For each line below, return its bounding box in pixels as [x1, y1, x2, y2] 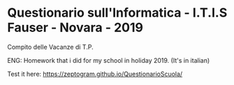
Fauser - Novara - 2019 [7, 20, 143, 36]
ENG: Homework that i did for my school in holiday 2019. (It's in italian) [7, 56, 210, 64]
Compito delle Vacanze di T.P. [7, 42, 94, 51]
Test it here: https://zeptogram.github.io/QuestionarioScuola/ [7, 70, 183, 78]
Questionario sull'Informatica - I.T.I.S [7, 5, 228, 21]
